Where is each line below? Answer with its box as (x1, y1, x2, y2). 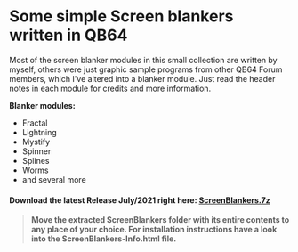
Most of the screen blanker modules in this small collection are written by (9, 54, 278, 65)
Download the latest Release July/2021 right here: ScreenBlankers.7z (9, 194, 271, 206)
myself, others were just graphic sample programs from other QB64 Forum (9, 64, 283, 75)
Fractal (21, 118, 48, 128)
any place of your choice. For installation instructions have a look (30, 224, 278, 235)
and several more (21, 174, 86, 184)
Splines (21, 155, 50, 166)
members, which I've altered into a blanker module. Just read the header (9, 73, 276, 84)
